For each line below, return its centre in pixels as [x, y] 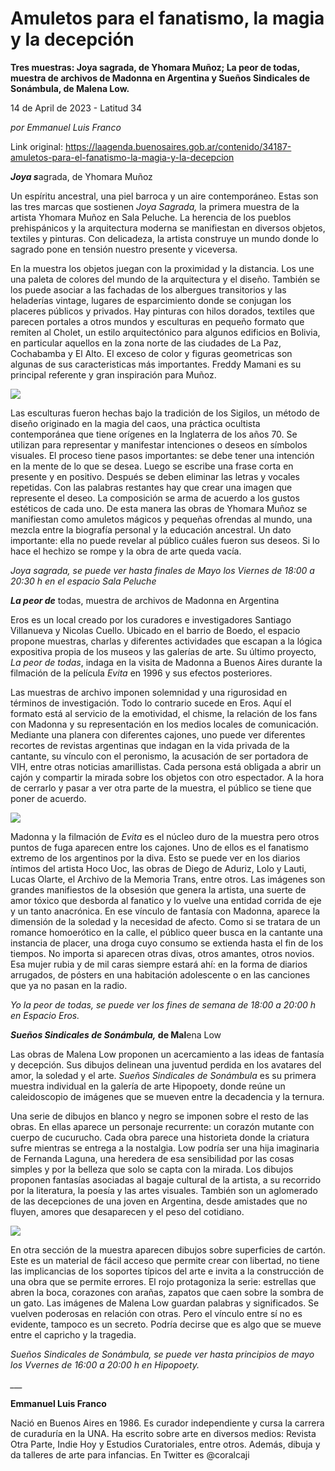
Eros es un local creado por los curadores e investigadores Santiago [151, 619]
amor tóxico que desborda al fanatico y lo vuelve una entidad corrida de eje [166, 900]
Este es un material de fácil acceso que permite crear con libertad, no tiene [165, 1260]
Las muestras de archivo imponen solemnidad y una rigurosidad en [149, 692]
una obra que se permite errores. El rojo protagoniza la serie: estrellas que [163, 1281]
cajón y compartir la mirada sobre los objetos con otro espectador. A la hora [167, 777]
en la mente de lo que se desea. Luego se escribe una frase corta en [152, 466]
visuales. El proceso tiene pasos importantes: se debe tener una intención [162, 455]
